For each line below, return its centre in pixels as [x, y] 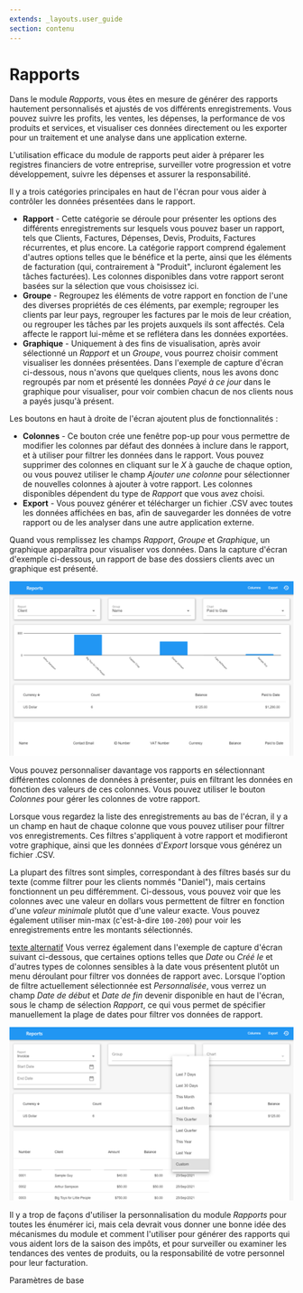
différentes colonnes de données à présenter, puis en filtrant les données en [151, 779]
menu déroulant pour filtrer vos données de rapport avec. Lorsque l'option [147, 976]
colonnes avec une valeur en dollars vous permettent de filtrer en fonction [147, 901]
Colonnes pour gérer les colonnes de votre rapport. [105, 798]
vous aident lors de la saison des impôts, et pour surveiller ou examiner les [148, 1243]
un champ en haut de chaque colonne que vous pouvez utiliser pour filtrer [147, 825]
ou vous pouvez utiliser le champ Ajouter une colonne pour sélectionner [156, 475]
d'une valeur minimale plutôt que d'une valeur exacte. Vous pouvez [135, 910]
